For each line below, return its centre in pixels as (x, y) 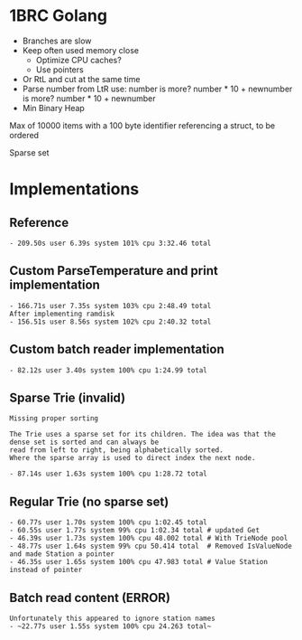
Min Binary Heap (54, 108)
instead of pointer (46, 570)
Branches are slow (57, 41)
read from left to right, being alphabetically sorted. (116, 450)
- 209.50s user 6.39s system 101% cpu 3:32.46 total (110, 243)
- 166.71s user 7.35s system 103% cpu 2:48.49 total (110, 306)
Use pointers (59, 70)
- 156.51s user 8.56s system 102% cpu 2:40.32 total (110, 322)
